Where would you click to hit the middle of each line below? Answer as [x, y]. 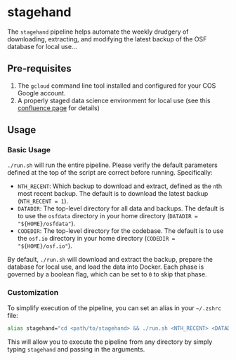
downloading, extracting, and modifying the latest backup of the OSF [107, 39]
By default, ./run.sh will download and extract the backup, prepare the [110, 260]
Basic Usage [29, 150]
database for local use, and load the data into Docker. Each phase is [106, 267]
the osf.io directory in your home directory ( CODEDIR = [96, 239]
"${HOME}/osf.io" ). [45, 246]
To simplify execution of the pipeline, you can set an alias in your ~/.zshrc [114, 308]
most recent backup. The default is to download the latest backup [113, 194]
